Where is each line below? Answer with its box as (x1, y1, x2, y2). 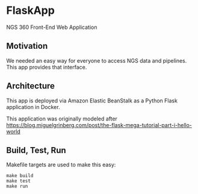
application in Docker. (6, 103, 60, 110)
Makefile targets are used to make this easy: (6, 161, 116, 169)
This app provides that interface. (6, 63, 87, 70)
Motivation (6, 41, 48, 51)
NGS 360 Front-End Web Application (6, 23, 97, 31)
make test (6, 178, 31, 184)
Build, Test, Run (6, 145, 66, 155)
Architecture (6, 81, 55, 91)
